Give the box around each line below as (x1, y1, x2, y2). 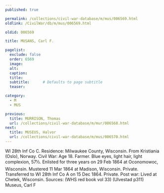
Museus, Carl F (5, 182, 36, 188)
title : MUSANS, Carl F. (5, 39, 54, 44)
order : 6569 (9, 57, 35, 62)
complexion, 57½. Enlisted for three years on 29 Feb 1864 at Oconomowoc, (5, 159, 159, 165)
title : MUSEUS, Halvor (9, 130, 56, 135)
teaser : (9, 85, 26, 90)
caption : (9, 70, 28, 76)
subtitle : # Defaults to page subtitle (9, 80, 103, 85)
